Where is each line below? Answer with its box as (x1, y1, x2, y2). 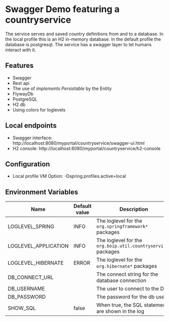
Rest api (12, 80, 30, 86)
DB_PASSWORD (8, 293, 46, 300)
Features (5, 61, 34, 70)
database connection (96, 277, 147, 284)
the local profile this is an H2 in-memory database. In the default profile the (5, 36, 161, 42)
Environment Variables (5, 187, 78, 196)
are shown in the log (96, 308, 144, 315)
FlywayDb (12, 90, 34, 96)
